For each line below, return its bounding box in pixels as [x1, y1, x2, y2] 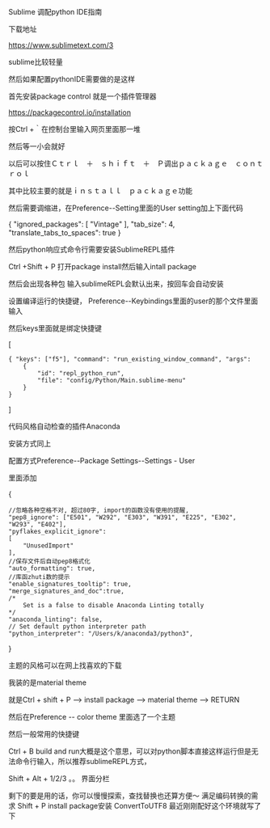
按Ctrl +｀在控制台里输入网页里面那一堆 [8, 125, 141, 133]
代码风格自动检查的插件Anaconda [8, 421, 120, 431]
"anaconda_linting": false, [8, 615, 103, 623]
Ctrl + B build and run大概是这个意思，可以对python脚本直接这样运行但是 [8, 746, 252, 756]
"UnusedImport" [23, 542, 74, 550]
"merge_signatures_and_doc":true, [8, 587, 125, 595]
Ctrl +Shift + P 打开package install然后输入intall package [8, 262, 196, 271]
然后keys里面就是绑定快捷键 [8, 323, 103, 333]
